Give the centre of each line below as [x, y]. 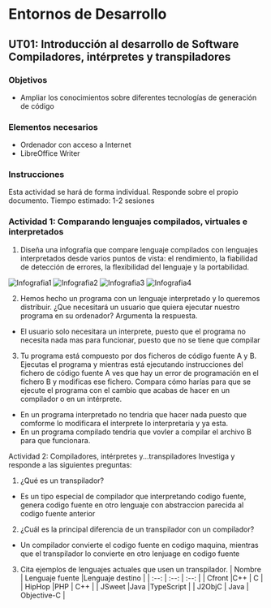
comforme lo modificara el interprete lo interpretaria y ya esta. [124, 423]
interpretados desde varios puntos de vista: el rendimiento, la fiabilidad [139, 258]
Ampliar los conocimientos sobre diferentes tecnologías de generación [138, 97]
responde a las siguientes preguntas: [70, 464]
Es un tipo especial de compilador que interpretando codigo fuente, [133, 496]
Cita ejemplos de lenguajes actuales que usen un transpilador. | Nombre [141, 569]
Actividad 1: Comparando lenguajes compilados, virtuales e [128, 222]
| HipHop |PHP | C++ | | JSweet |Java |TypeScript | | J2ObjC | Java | [134, 586]
